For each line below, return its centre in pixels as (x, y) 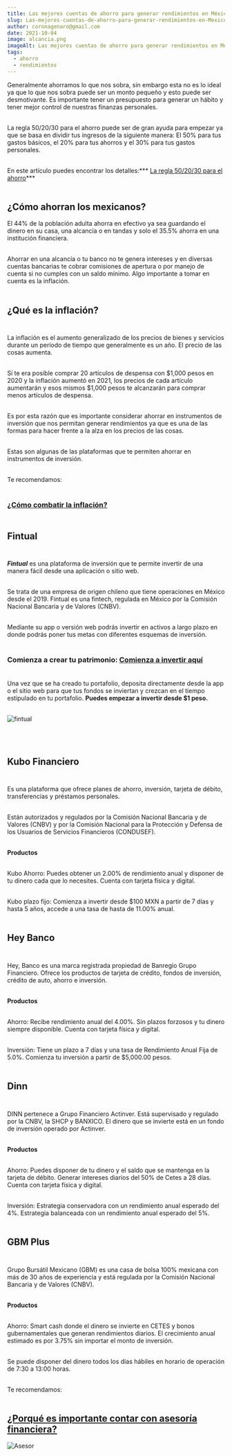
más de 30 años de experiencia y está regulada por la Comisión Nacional (111, 1277)
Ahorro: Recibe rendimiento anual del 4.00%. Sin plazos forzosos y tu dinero (116, 1021)
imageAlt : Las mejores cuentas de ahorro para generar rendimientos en (112, 46)
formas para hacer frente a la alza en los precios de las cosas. (96, 431)
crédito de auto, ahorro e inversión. (57, 980)
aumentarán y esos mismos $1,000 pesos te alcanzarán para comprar (106, 388)
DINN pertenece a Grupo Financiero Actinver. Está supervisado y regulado (113, 1114)
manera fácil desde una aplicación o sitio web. (73, 570)
